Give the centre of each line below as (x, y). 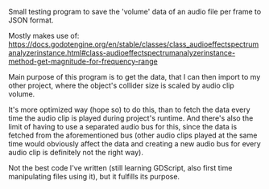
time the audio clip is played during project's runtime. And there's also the (131, 118)
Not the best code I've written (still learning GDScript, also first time (120, 168)
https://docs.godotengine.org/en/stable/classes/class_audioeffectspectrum (134, 44)
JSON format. (31, 20)
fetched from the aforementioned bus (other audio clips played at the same (133, 135)
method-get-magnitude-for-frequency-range (83, 61)
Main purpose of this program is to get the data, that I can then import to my (134, 77)
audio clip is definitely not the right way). (76, 152)
